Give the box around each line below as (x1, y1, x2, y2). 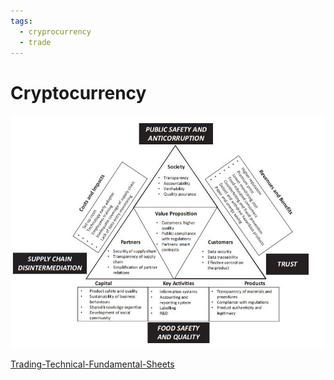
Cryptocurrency (10, 81, 147, 104)
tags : (10, 16, 33, 26)
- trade (19, 37, 52, 47)
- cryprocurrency (19, 26, 92, 37)
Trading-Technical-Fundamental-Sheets (10, 358, 175, 370)
